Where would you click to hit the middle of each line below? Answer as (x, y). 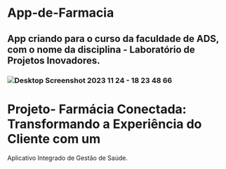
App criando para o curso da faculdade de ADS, (113, 39)
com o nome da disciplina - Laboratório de (101, 49)
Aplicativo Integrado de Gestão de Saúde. (68, 158)
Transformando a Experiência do (105, 124)
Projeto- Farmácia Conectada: (97, 109)
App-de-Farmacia (61, 13)
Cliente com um (54, 139)
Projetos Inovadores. (54, 60)
